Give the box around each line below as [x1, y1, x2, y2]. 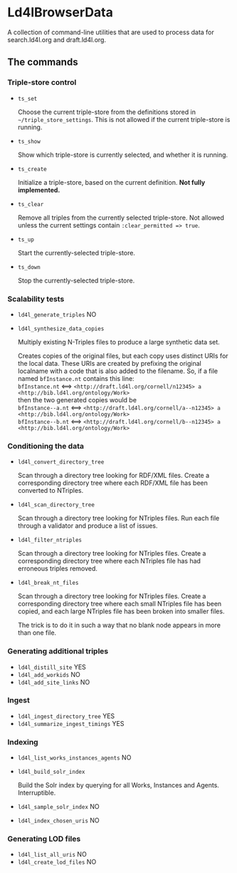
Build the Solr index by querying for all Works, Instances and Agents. [17, 781, 219, 790]
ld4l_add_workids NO [17, 670, 80, 678]
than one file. [17, 628, 57, 637]
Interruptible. [17, 789, 56, 797]
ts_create [17, 165, 48, 173]
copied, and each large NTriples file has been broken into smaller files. [17, 607, 225, 616]
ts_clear [17, 200, 44, 208]
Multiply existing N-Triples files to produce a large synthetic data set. [17, 337, 221, 346]
